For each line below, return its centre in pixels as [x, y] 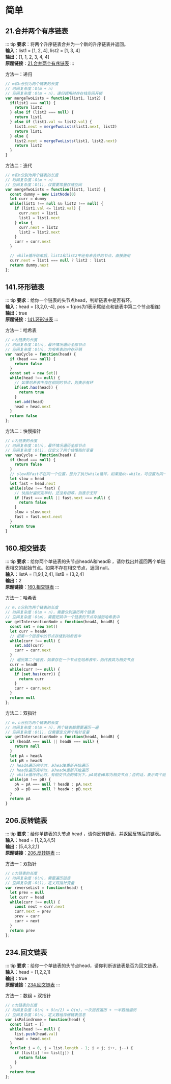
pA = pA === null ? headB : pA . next [53, 785]
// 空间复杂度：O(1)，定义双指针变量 [40, 883]
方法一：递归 [19, 74]
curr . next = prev [33, 912]
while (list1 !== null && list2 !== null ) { [56, 204]
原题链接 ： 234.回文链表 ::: [33, 985]
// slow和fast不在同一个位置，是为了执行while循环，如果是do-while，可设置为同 [87, 474]
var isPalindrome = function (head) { [45, 1020]
